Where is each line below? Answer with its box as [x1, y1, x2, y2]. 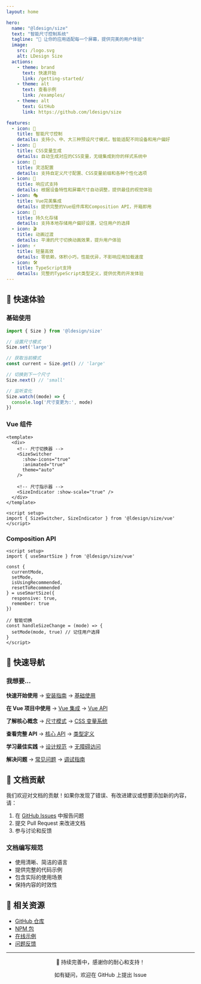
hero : [6, 19, 20, 26]
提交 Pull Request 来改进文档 [14, 819, 86, 827]
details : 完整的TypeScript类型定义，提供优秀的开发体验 [17, 271, 144, 277]
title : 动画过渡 [17, 232, 54, 238]
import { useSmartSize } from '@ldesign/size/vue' [6, 553, 135, 559]
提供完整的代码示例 [14, 866, 63, 873]
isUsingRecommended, [11, 579, 63, 586]
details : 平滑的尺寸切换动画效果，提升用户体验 [17, 237, 121, 243]
